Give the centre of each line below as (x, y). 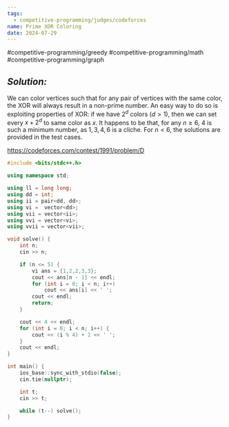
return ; (43, 303)
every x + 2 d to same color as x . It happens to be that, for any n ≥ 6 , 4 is (110, 122)
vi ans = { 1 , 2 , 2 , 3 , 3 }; (64, 271)
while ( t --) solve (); (50, 411)
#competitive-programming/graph (56, 60)
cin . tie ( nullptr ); (46, 379)
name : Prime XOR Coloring (44, 26)
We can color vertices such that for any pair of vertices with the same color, (115, 98)
